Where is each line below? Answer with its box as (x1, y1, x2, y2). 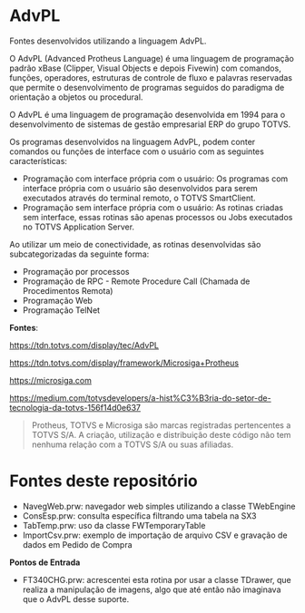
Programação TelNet (22, 305, 101, 316)
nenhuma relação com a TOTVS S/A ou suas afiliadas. (31, 439, 234, 450)
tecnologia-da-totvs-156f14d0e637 (9, 402, 142, 413)
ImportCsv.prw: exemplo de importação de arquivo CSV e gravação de (22, 530, 288, 540)
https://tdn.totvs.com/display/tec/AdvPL (9, 339, 160, 350)
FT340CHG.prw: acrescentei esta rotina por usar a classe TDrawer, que (22, 574, 292, 585)
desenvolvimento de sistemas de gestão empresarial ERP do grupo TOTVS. (9, 119, 291, 130)
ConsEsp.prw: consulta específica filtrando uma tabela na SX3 (22, 510, 257, 521)
